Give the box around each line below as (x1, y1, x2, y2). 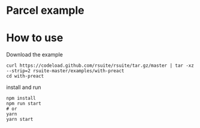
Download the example (6, 51, 63, 58)
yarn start (6, 117, 34, 123)
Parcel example (6, 4, 85, 17)
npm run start (6, 100, 42, 107)
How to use (6, 31, 63, 45)
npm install (6, 96, 36, 102)
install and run (6, 84, 41, 91)
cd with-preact (6, 73, 44, 79)
